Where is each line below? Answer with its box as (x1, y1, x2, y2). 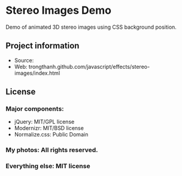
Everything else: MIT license (5, 162, 90, 171)
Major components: (5, 105, 64, 113)
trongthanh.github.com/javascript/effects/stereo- (28, 63, 150, 70)
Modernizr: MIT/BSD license (14, 125, 84, 132)
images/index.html (14, 69, 60, 77)
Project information (5, 41, 80, 51)
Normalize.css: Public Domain (14, 131, 89, 138)
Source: (14, 56, 34, 63)
